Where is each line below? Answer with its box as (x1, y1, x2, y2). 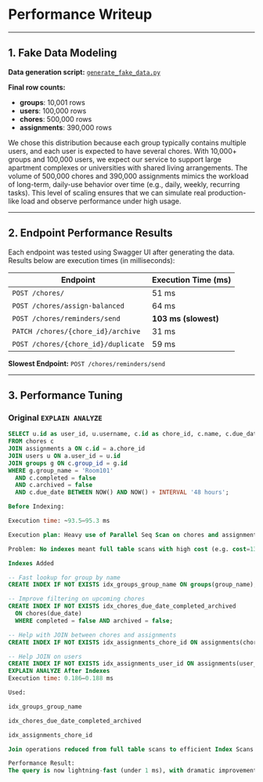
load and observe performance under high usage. (20, 196, 182, 206)
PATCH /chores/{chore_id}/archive (12, 327, 141, 335)
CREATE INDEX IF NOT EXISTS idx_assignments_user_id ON (8, 660, 194, 668)
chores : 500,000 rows (19, 114, 92, 123)
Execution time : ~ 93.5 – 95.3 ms (8, 517, 110, 524)
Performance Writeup (8, 5, 153, 24)
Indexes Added (8, 559, 55, 567)
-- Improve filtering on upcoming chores (8, 595, 146, 603)
